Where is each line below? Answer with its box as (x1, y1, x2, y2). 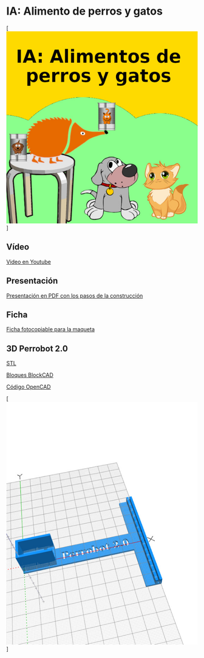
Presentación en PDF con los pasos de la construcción (6, 291, 143, 299)
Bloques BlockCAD (6, 371, 53, 379)
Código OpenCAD (6, 383, 51, 391)
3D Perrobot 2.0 (6, 343, 68, 354)
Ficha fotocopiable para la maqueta (6, 326, 95, 333)
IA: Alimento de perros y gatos (6, 4, 163, 18)
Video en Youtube (6, 258, 52, 265)
